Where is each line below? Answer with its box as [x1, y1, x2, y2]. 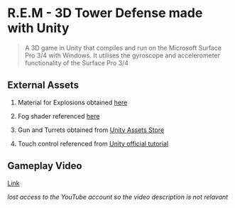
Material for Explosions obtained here [17, 98, 128, 106]
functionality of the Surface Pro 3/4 [24, 58, 129, 67]
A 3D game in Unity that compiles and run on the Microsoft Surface [24, 43, 222, 52]
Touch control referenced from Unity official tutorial [17, 139, 169, 148]
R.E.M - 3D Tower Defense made [7, 5, 203, 21]
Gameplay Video [7, 160, 82, 172]
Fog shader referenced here [17, 111, 100, 120]
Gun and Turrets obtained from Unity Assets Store [17, 126, 165, 134]
